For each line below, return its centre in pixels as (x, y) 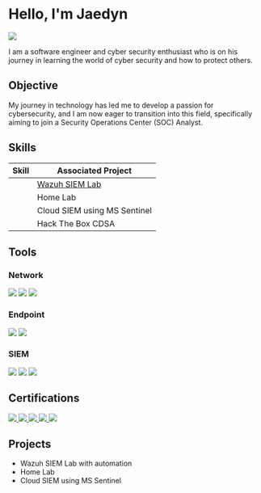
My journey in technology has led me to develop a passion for (111, 105)
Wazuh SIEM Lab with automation (76, 464)
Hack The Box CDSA (76, 223)
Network (26, 275)
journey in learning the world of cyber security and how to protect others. (130, 60)
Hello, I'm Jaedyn (68, 14)
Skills (22, 147)
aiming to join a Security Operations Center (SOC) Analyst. (106, 122)
